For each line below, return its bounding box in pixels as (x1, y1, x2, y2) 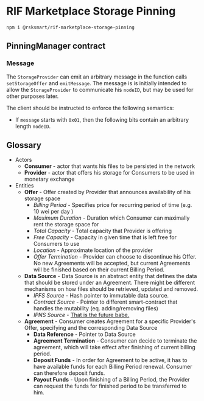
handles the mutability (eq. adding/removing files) (33, 305, 158, 312)
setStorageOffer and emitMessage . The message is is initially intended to (6, 79, 187, 86)
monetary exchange (24, 175, 75, 183)
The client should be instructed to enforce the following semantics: (6, 104, 174, 111)
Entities (15, 182, 34, 189)
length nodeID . (15, 122, 51, 130)
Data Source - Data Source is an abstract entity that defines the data (24, 273, 197, 280)
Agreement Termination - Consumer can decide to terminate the (33, 337, 197, 344)
